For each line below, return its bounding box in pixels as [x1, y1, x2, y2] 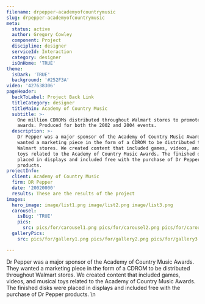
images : [6, 196, 26, 202]
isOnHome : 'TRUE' [12, 60, 56, 66]
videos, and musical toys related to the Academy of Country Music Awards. [6, 277, 196, 284]
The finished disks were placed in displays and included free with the [6, 284, 181, 291]
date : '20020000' [12, 185, 56, 191]
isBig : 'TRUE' [17, 213, 53, 220]
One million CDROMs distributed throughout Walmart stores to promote [17, 117, 201, 123]
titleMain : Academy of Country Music [12, 105, 108, 112]
